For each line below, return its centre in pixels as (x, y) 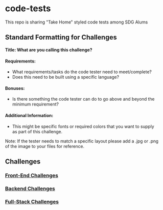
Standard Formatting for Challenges (61, 37)
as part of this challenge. (37, 131)
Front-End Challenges (32, 175)
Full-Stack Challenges (32, 202)
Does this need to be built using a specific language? (66, 77)
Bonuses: (15, 88)
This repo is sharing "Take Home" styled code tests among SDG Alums (77, 22)
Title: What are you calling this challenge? (49, 50)
